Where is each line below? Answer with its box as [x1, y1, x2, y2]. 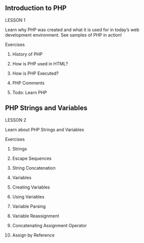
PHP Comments [12, 80, 45, 86]
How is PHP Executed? [12, 70, 59, 76]
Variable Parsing [12, 203, 46, 209]
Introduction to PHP [5, 4, 67, 12]
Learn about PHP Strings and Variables [5, 126, 84, 133]
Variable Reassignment [12, 213, 59, 219]
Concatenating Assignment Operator [12, 222, 87, 228]
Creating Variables [12, 184, 50, 190]
